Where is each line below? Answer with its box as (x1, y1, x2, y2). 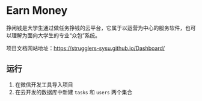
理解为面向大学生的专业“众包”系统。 (11, 31, 101, 39)
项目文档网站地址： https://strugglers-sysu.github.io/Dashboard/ (6, 44, 165, 52)
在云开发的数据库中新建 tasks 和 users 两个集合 (14, 88, 133, 96)
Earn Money (6, 4, 68, 17)
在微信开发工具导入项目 (14, 81, 73, 88)
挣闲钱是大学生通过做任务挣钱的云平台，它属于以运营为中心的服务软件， (6, 24, 185, 31)
